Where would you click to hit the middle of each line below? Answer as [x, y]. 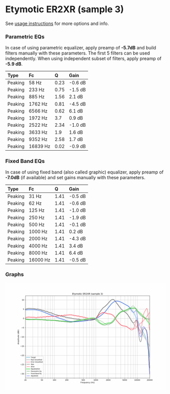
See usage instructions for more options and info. [57, 23]
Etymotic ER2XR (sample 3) [65, 9]
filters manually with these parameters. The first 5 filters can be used [78, 53]
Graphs [15, 274]
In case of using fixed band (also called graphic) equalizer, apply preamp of [84, 172]
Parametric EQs [25, 37]
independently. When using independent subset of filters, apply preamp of [83, 59]
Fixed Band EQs [25, 161]
